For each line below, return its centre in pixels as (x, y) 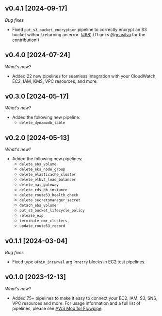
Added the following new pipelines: (47, 159)
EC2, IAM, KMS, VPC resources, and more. (55, 81)
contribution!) (26, 40)
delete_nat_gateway (39, 185)
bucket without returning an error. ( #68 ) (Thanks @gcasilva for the (79, 34)
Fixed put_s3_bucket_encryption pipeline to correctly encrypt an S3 (79, 30)
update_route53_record (42, 226)
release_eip (31, 216)
